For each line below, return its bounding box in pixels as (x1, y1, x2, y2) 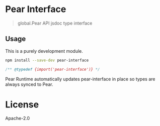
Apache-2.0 (5, 115, 30, 121)
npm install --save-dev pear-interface (5, 58, 89, 63)
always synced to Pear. (5, 81, 53, 87)
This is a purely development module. (5, 48, 83, 54)
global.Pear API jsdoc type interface (17, 20, 93, 26)
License (5, 99, 39, 110)
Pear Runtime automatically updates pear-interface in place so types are (5, 76, 155, 82)
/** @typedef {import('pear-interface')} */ (5, 67, 100, 72)
